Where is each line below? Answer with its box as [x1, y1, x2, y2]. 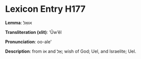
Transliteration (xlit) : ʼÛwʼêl [5, 29, 62, 35]
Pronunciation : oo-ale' [5, 38, 52, 45]
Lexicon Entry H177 [5, 3, 86, 15]
